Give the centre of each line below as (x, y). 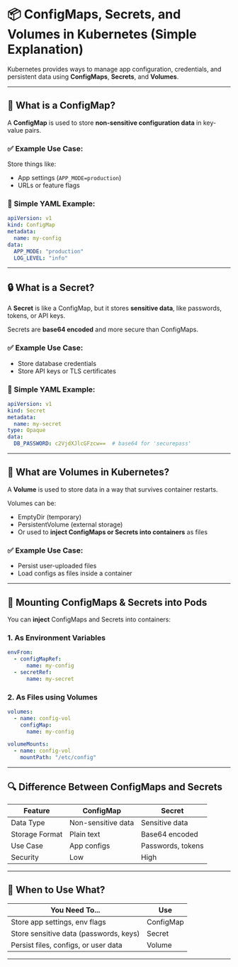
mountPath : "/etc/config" (58, 758)
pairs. (33, 130)
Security (25, 857)
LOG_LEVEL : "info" (41, 258)
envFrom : (20, 653)
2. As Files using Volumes (52, 697)
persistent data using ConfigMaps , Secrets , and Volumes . (93, 77)
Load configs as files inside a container (75, 573)
